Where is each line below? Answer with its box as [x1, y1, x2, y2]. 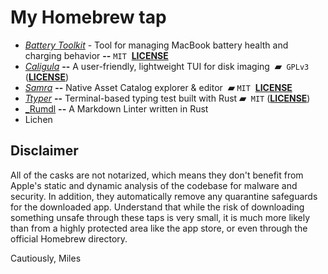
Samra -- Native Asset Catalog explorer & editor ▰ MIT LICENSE [24, 81, 293, 93]
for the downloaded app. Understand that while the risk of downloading [10, 201, 305, 213]
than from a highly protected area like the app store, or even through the [10, 222, 308, 234]
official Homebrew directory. [10, 232, 128, 245]
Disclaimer [10, 142, 79, 160]
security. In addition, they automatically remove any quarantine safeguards [10, 190, 318, 202]
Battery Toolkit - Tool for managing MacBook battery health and [24, 39, 289, 51]
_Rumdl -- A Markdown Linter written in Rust [24, 102, 209, 115]
